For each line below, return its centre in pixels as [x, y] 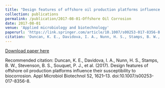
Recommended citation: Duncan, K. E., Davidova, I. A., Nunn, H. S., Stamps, [82, 60]
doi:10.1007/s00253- [133, 76]
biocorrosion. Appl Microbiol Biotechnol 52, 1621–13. [58, 76]
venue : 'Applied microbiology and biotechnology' [57, 28]
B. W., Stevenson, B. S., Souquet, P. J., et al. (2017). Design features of [77, 65]
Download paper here [27, 51]
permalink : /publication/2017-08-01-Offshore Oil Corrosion [68, 19]
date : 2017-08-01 [23, 23]
